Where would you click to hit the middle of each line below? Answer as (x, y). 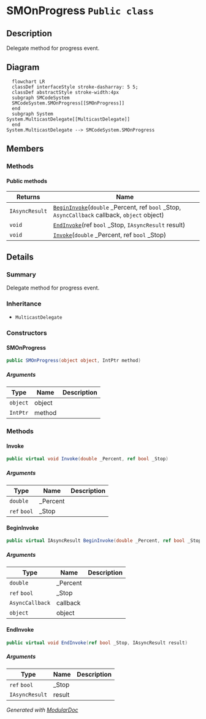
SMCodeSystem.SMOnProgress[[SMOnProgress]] (68, 103)
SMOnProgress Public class (80, 11)
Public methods (27, 181)
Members (25, 149)
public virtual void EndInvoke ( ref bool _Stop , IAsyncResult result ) (97, 643)
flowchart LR (29, 81)
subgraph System (32, 114)
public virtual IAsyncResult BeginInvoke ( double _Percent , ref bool (96, 541)
